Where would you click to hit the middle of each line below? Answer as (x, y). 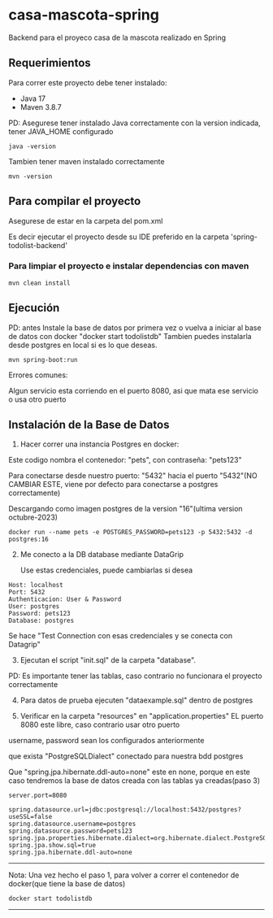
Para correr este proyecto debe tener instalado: (88, 82)
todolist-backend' (38, 245)
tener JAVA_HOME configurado (61, 131)
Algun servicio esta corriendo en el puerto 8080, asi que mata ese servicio (133, 390)
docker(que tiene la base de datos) (67, 884)
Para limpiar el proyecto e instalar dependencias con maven (129, 266)
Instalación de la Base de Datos (89, 425)
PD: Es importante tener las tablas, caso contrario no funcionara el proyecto (135, 676)
